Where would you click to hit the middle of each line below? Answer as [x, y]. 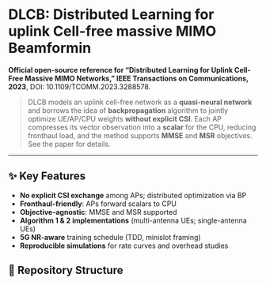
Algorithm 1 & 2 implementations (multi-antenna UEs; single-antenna [133, 220]
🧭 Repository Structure [66, 270]
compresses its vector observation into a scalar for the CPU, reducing [142, 127]
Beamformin [50, 48]
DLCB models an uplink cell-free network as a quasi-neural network [140, 102]
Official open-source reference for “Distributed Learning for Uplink [121, 69]
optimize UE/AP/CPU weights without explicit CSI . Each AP [125, 118]
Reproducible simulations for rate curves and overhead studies [124, 246]
